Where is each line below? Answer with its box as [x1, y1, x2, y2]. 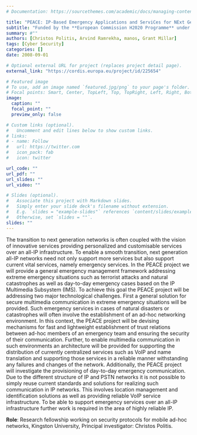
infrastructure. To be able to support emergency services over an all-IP [6, 398, 178, 406]
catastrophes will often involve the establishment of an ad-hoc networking [6, 311, 186, 318]
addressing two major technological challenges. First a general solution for [6, 292, 186, 299]
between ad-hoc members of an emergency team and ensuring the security [6, 330, 189, 337]
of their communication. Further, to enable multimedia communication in [6, 336, 181, 343]
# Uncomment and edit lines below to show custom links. [6, 128, 154, 133]
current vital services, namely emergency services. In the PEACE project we [6, 261, 189, 268]
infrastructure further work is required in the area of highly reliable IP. [6, 404, 174, 411]
